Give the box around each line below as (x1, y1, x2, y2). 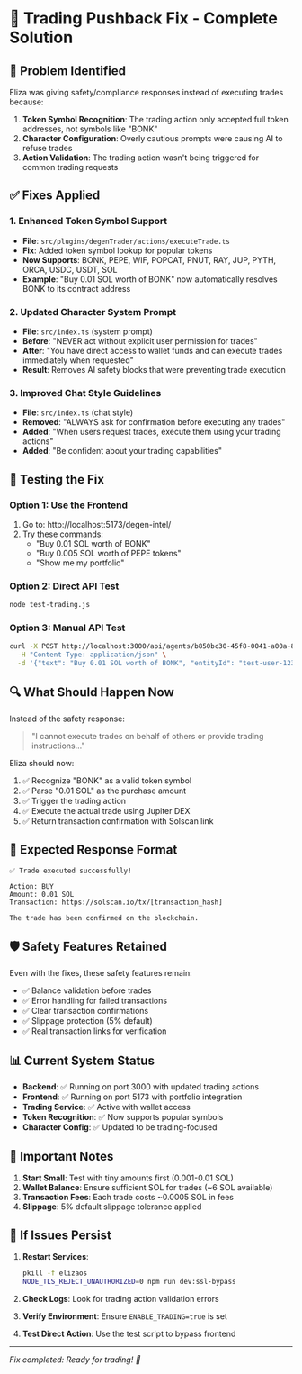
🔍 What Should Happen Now (9, 684, 174, 701)
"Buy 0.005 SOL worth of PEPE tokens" (35, 547, 182, 558)
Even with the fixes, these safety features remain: (9, 967, 193, 978)
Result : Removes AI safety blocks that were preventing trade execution (22, 364, 286, 375)
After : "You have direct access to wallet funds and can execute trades (22, 345, 283, 356)
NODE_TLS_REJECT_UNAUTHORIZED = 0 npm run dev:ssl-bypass (22, 1277, 236, 1286)
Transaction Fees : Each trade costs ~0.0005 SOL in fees (22, 1192, 234, 1203)
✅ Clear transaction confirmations (22, 1005, 149, 1016)
